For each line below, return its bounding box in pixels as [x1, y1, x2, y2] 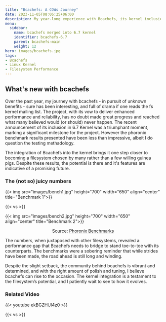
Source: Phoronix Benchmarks [52, 228, 114, 234]
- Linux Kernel [5, 62, 37, 67]
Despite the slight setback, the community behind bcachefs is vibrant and [5, 263, 156, 269]
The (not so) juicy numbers [5, 178, 72, 184]
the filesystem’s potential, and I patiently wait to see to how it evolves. [5, 279, 147, 285]
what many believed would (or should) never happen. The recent [5, 119, 137, 125]
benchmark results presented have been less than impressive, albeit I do [5, 135, 153, 141]
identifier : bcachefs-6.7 [14, 35, 68, 40]
